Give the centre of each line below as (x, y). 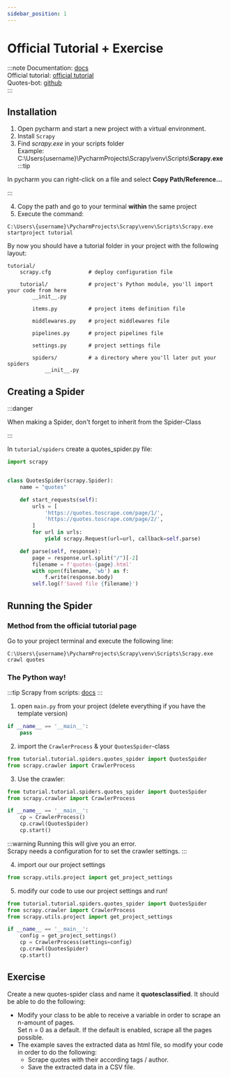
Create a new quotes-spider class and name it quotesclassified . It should (113, 994)
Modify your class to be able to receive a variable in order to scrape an (119, 1015)
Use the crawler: (41, 779)
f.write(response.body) (79, 578)
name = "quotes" (44, 487)
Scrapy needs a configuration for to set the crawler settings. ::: (97, 851)
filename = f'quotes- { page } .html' (82, 564)
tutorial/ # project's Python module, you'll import (117, 285)
